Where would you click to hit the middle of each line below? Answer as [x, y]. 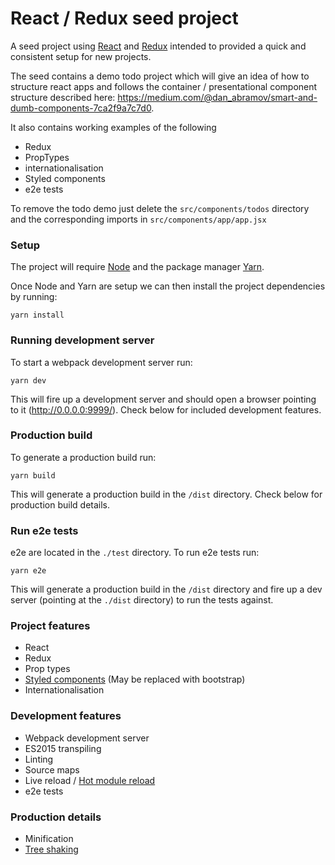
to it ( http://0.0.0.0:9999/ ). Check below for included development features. [166, 409]
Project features [50, 626]
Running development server [82, 340]
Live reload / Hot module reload [90, 780]
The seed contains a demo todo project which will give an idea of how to [160, 76]
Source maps [52, 769]
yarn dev [28, 380]
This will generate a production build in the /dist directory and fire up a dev [166, 589]
